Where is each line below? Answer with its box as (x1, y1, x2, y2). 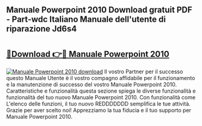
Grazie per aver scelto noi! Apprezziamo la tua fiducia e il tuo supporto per (6, 107, 192, 114)
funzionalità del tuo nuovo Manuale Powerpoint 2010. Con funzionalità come (6, 94, 196, 101)
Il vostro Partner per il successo (104, 68, 183, 75)
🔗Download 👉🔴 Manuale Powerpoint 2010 (6, 48, 170, 59)
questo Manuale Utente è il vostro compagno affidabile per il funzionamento (6, 75, 195, 81)
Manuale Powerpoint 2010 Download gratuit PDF (6, 5, 192, 15)
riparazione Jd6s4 (6, 24, 77, 34)
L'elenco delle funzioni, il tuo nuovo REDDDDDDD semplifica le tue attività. (6, 100, 191, 107)
